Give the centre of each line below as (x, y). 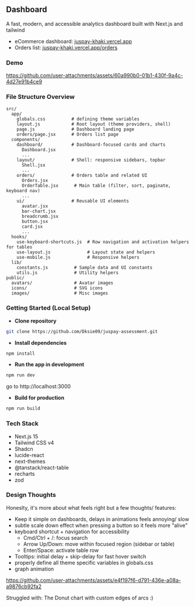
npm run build (23, 409)
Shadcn (24, 449)
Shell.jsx (33, 165)
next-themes (30, 461)
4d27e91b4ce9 (24, 82)
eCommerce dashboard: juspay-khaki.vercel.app (73, 41)
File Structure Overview (40, 97)
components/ (26, 140)
